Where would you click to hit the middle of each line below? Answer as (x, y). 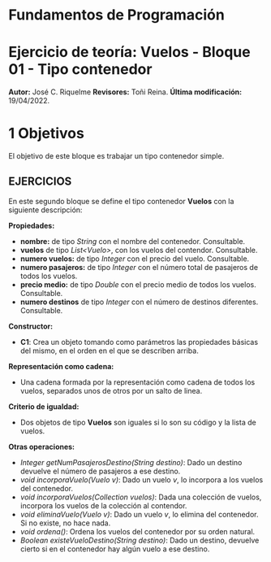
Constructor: (31, 326)
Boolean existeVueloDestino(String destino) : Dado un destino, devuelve (140, 540)
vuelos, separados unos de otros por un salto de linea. (111, 390)
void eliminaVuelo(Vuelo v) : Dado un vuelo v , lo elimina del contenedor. (139, 514)
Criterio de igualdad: (44, 406)
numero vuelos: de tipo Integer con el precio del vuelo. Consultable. (135, 259)
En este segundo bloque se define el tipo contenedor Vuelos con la (121, 201)
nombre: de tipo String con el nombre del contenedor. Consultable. (133, 241)
